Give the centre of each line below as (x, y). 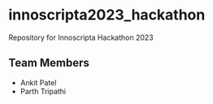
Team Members (49, 63)
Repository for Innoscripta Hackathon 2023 (81, 37)
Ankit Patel (38, 82)
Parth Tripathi (43, 91)
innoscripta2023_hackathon (107, 15)
